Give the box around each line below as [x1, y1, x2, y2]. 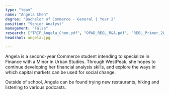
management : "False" [5, 26, 49, 31]
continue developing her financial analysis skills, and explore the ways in [5, 63, 156, 70]
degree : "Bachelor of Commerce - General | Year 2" [5, 16, 116, 21]
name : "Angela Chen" [5, 12, 49, 17]
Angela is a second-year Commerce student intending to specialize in [5, 53, 150, 59]
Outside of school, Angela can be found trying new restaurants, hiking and [5, 78, 159, 85]
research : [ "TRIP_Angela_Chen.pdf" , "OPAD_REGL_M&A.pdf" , [5, 30, 129, 35]
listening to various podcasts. [5, 84, 66, 90]
